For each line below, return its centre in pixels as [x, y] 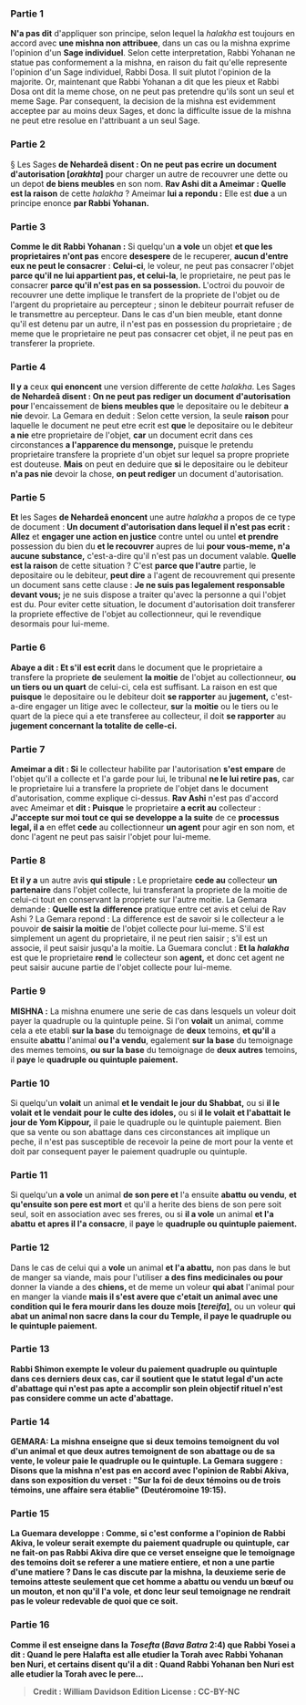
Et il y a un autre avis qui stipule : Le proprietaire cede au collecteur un [144, 880]
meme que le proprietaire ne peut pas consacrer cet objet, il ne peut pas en [152, 333]
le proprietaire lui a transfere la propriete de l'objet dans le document [139, 789]
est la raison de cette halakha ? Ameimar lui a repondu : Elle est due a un [149, 193]
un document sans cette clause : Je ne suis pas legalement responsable [148, 585]
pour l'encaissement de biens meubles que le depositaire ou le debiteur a [150, 406]
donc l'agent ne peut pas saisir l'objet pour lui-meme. [111, 837]
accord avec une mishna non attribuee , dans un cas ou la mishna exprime [150, 43]
